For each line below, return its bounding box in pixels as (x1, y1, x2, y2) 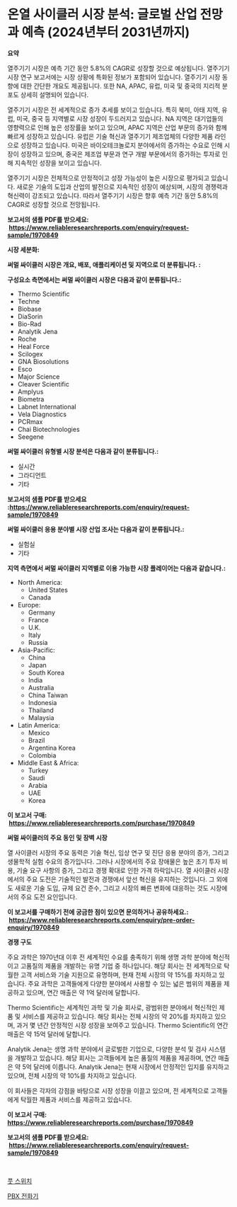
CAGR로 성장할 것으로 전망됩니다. (7, 200, 100, 209)
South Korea (28, 668, 65, 677)
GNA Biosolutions (17, 357, 69, 365)
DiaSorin (17, 312, 43, 321)
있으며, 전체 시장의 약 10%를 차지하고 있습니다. (7, 1071, 137, 1080)
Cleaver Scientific (17, 379, 69, 388)
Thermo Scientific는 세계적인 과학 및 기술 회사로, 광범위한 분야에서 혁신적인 (7, 1003, 218, 1012)
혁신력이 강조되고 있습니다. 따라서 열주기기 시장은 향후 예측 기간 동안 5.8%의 (7, 191, 219, 200)
